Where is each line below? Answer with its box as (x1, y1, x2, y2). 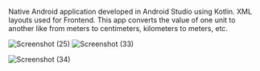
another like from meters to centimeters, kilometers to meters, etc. (8, 24, 228, 33)
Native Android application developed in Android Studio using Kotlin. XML (8, 7, 252, 16)
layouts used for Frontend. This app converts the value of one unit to (8, 15, 236, 25)
